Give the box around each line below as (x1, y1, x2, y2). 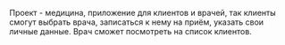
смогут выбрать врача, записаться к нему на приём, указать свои (9, 17, 264, 27)
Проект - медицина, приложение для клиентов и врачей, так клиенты (9, 8, 277, 18)
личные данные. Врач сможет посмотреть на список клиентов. (9, 26, 252, 36)
